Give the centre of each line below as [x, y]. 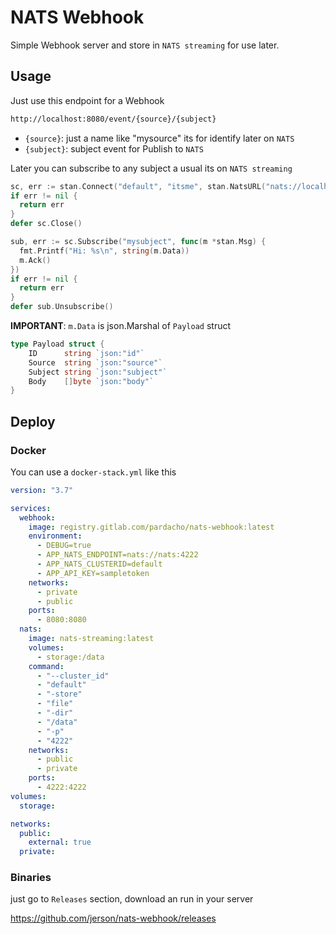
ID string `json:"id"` [86, 353]
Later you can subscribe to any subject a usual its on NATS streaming [151, 168]
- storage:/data [70, 657]
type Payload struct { [57, 344]
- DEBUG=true [64, 546]
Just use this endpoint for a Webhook [87, 100]
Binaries [31, 878]
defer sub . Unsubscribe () [62, 307]
